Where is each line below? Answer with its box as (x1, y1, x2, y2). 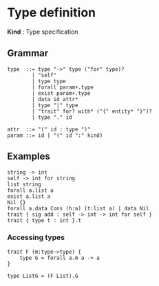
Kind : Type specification (7, 27, 78, 36)
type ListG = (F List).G (7, 272, 78, 279)
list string (7, 181, 41, 188)
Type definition (7, 5, 96, 21)
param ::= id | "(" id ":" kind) (7, 132, 103, 139)
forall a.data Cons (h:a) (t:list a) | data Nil (7, 205, 149, 212)
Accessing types (7, 232, 65, 242)
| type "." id (32, 113, 72, 121)
